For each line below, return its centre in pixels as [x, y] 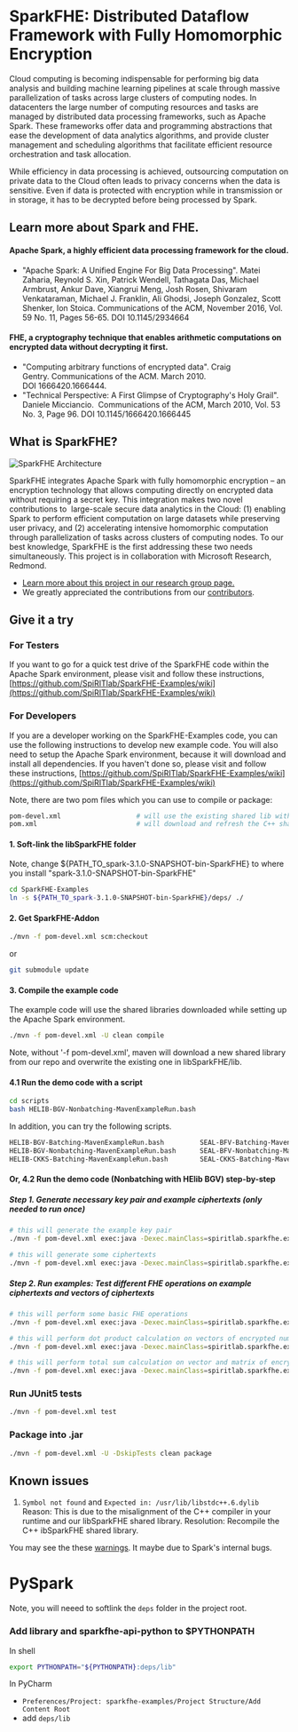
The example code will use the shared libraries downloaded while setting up [148, 1010]
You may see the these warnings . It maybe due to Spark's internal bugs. [141, 1548]
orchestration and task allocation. [70, 154]
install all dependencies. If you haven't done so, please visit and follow [138, 763]
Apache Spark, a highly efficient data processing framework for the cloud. [149, 250]
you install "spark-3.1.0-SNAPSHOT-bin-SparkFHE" [103, 873]
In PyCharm [31, 1684]
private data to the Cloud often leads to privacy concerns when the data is [145, 180]
